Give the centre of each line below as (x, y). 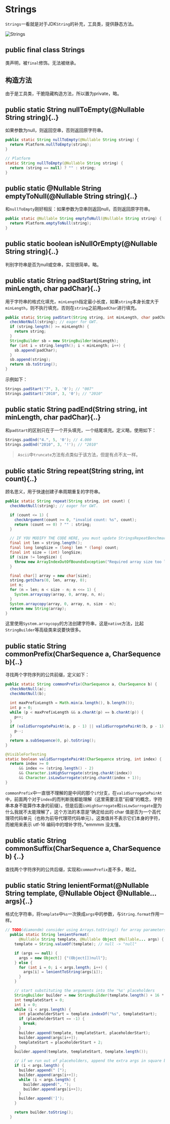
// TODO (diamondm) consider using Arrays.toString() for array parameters (86, 930)
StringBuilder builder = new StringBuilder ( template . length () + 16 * (89, 995)
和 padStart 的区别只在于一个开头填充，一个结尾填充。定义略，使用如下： (81, 430)
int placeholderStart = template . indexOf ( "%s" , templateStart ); (88, 1014)
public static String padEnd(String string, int (76, 409)
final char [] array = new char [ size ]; (51, 576)
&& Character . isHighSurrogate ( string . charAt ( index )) (75, 773)
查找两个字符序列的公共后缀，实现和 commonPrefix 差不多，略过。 (72, 869)
